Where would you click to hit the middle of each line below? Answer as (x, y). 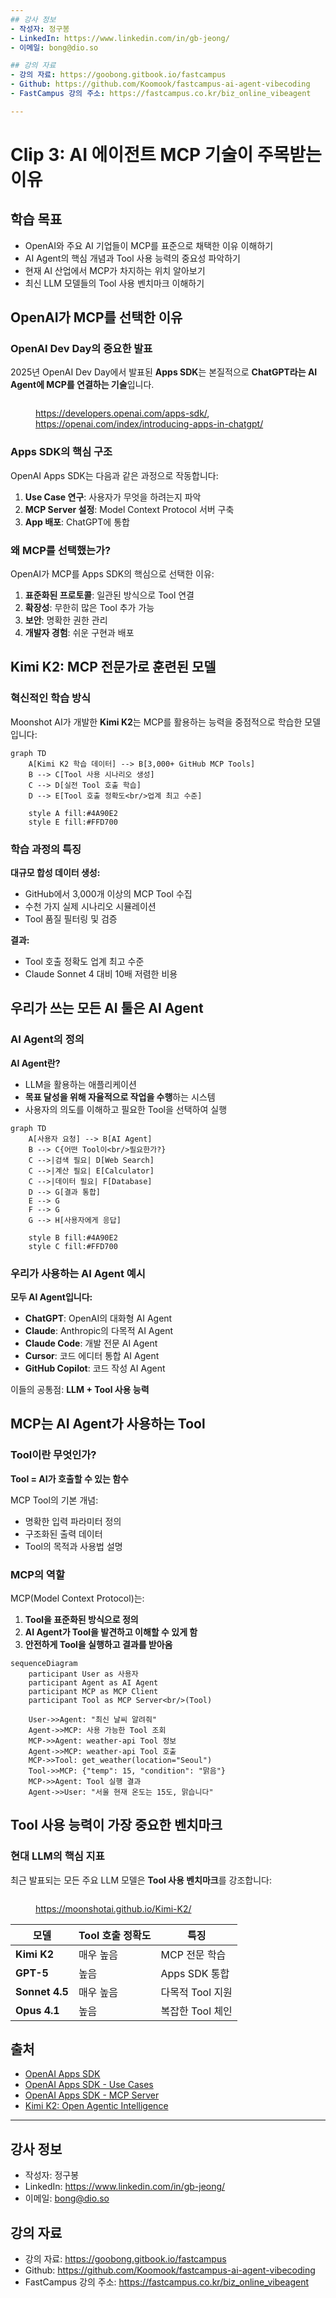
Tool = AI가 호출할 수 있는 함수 (69, 1478)
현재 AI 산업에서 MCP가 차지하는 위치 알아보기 (115, 270)
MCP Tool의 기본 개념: (54, 1500)
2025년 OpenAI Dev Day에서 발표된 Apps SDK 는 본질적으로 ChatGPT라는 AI (164, 372)
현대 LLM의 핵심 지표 (57, 1856)
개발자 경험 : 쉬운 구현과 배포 (79, 633)
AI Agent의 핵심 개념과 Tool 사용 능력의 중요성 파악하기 (132, 258)
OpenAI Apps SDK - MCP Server (92, 2095)
